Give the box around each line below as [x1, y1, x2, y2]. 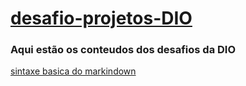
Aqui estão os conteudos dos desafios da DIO [10, 43, 237, 57]
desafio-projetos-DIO [10, 7, 193, 30]
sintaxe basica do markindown [10, 65, 137, 77]
